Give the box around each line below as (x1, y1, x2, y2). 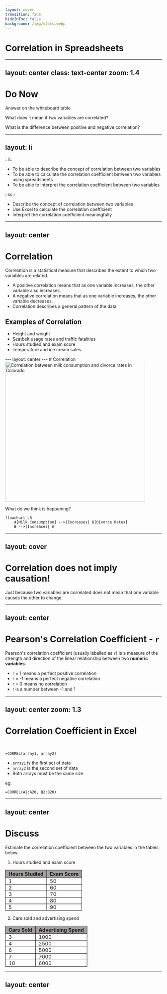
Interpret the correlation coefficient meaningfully (12, 212, 112, 218)
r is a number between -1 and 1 (12, 686, 76, 692)
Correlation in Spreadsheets (5, 43, 124, 54)
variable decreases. (12, 298, 53, 304)
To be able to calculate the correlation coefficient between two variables (12, 171, 161, 177)
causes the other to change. (5, 595, 63, 600)
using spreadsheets (12, 177, 53, 183)
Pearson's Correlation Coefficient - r (5, 634, 160, 645)
